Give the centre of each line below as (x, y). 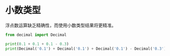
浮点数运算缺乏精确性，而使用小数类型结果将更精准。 (61, 25)
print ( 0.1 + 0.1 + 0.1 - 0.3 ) (37, 44)
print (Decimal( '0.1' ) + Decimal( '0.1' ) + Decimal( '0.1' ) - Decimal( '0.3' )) (87, 48)
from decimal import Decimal (36, 35)
